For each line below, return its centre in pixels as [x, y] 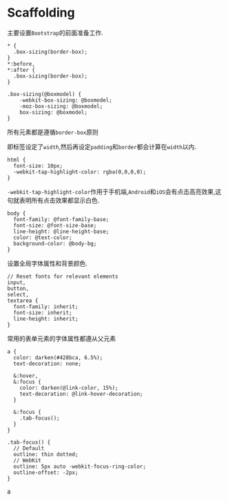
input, [17, 282]
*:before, [21, 64]
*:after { [21, 70]
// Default [29, 448]
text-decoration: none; [47, 363]
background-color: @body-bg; [55, 243]
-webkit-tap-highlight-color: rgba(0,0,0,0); [80, 172]
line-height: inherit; [46, 319]
